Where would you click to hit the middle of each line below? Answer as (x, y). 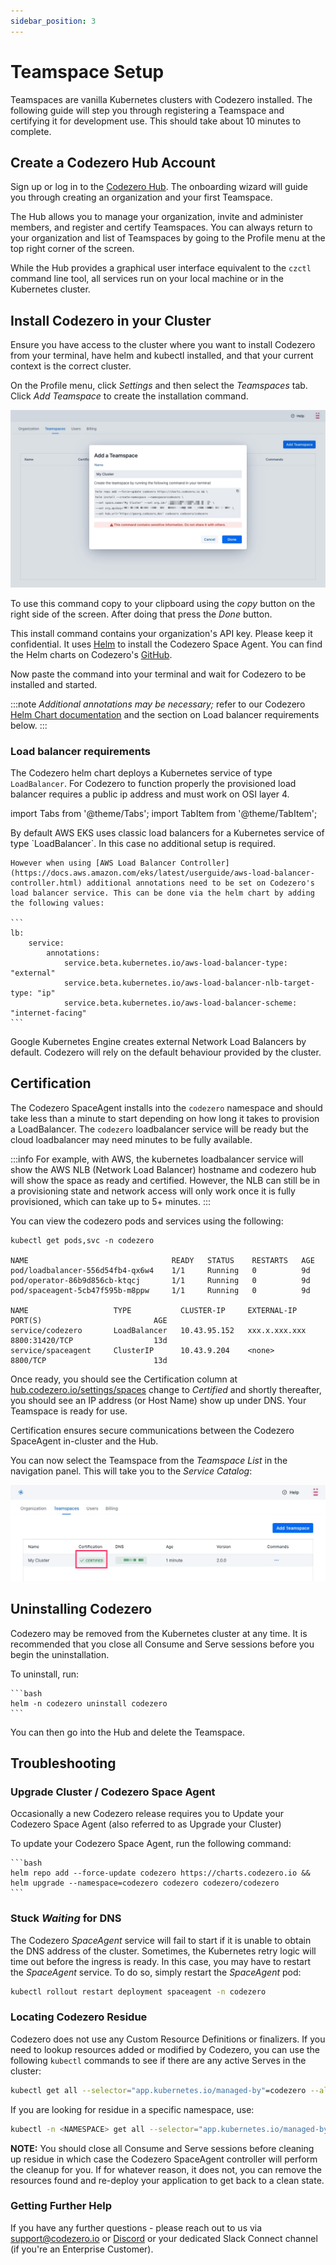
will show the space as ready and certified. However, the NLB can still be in (165, 1180)
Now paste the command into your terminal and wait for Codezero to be (158, 674)
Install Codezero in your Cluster (111, 320)
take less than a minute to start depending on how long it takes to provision (165, 1118)
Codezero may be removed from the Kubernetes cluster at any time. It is (159, 1633)
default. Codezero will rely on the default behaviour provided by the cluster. (166, 1052)
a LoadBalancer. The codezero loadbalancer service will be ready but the (159, 1129)
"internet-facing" (48, 1013)
